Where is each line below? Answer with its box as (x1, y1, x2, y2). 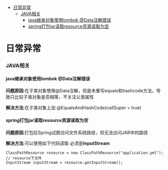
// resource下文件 (6, 155, 42, 160)
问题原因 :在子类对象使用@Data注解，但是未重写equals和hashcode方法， (6, 88, 156, 94)
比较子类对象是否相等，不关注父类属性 (14, 94, 94, 100)
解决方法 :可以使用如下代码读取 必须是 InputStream (6, 140, 110, 146)
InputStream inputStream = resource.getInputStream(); (6, 160, 123, 165)
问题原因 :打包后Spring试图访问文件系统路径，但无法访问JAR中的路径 (6, 129, 148, 135)
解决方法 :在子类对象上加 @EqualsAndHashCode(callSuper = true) (6, 105, 141, 111)
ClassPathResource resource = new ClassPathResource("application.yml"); (6, 150, 164, 155)
